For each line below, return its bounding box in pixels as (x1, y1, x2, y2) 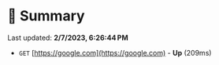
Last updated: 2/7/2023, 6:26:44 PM (7, 33, 128, 42)
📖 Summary (7, 7, 85, 25)
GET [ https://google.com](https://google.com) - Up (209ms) (18, 48, 212, 57)
